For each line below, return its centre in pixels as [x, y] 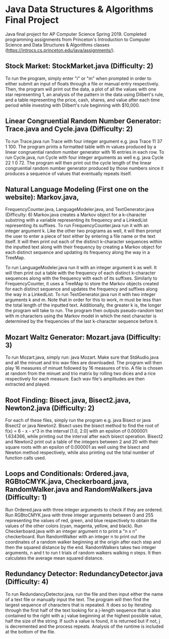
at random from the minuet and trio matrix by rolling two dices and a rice [80, 373]
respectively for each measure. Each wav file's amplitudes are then [75, 379]
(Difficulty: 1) [26, 498]
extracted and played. [28, 384]
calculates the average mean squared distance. [54, 558]
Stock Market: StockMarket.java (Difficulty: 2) [79, 66]
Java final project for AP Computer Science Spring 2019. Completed [76, 34]
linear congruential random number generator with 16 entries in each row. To [85, 152]
